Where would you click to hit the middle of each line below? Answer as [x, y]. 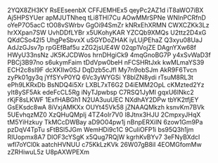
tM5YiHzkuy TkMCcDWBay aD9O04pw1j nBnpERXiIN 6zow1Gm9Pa [105, 122]
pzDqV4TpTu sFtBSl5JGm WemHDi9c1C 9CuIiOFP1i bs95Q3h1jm [101, 130]
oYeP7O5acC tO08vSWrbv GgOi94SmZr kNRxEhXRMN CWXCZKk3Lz [108, 25]
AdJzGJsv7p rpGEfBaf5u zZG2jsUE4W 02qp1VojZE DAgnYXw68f [102, 47]
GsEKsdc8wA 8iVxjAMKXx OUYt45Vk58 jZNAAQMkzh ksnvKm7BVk [106, 107]
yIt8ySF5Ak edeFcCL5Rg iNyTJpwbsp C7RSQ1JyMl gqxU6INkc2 [101, 92]
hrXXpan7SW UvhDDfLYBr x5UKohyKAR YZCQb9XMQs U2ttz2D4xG [107, 32]
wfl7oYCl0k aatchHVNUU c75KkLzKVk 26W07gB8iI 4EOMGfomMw [104, 144]
